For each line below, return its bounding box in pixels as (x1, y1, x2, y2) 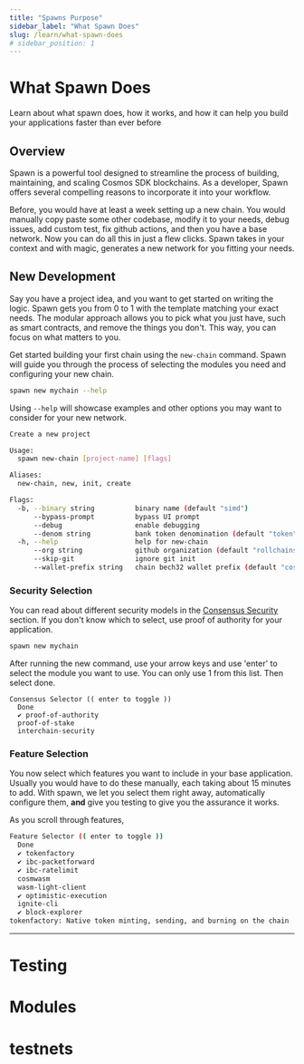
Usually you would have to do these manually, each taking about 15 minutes (9, 778, 291, 788)
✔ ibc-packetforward (17, 857, 95, 866)
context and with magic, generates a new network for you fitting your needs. (9, 243, 295, 254)
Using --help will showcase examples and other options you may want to (9, 402, 282, 413)
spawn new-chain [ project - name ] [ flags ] (17, 454, 172, 463)
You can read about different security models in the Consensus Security (9, 605, 279, 616)
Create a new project (9, 430, 91, 439)
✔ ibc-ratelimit (17, 866, 79, 875)
